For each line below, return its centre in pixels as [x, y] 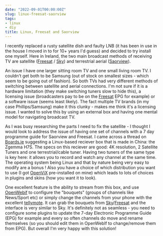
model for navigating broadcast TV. [40, 117]
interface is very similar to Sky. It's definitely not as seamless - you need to [80, 208]
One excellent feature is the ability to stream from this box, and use [72, 187]
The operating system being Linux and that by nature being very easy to [77, 162]
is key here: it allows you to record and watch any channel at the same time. [81, 157]
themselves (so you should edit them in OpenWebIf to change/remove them [81, 223]
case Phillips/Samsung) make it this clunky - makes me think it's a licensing [81, 107]
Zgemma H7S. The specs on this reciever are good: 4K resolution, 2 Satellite [81, 147]
